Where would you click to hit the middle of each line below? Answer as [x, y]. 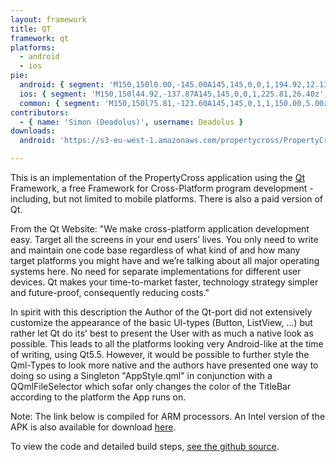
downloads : [33, 131]
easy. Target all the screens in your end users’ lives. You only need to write [164, 239]
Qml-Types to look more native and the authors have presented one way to [164, 365]
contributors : [40, 112]
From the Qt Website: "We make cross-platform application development [160, 229]
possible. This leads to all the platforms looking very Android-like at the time [167, 344]
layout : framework [48, 19]
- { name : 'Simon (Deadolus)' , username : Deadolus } [131, 122]
